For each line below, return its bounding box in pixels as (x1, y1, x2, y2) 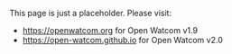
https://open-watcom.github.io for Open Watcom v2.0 (22, 35, 223, 45)
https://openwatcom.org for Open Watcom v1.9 (22, 25, 199, 35)
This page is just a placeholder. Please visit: (9, 8, 172, 18)
